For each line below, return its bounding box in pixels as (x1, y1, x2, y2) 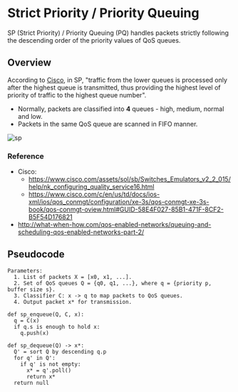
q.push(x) (20, 329, 50, 337)
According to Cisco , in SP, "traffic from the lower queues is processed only (7, 75, 228, 84)
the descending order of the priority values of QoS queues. (7, 36, 181, 44)
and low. (17, 112, 43, 120)
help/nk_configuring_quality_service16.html (28, 183, 155, 191)
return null (14, 379, 50, 386)
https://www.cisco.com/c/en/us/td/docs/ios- (28, 190, 160, 198)
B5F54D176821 (28, 213, 73, 221)
